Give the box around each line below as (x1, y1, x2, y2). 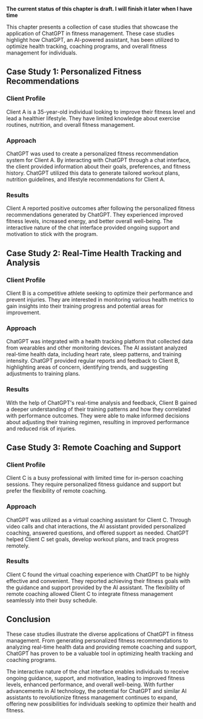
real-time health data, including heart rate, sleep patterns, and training (6, 351, 182, 358)
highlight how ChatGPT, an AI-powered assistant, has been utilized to (6, 36, 180, 43)
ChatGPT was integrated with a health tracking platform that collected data (6, 338, 193, 345)
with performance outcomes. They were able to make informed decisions (6, 412, 190, 419)
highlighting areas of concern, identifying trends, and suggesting (6, 363, 168, 371)
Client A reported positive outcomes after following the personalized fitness (6, 204, 195, 212)
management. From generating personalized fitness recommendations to (6, 636, 188, 644)
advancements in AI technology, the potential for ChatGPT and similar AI (6, 687, 187, 694)
